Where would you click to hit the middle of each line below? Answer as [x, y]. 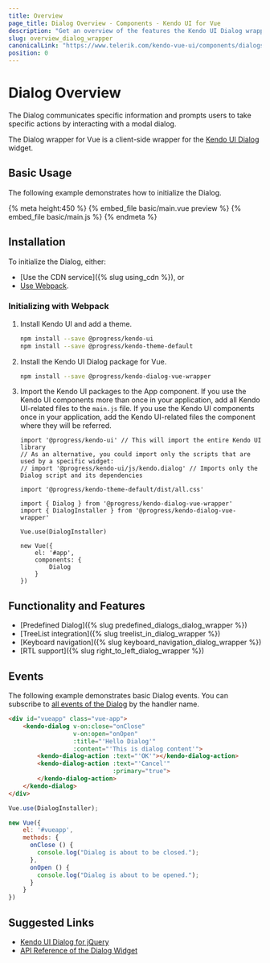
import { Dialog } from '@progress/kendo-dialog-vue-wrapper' [126, 504]
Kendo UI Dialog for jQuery [65, 942]
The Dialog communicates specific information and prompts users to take [130, 115]
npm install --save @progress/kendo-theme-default [106, 346]
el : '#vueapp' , [48, 830]
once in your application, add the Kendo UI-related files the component [137, 417]
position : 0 [28, 53]
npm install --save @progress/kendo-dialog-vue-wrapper [115, 376]
